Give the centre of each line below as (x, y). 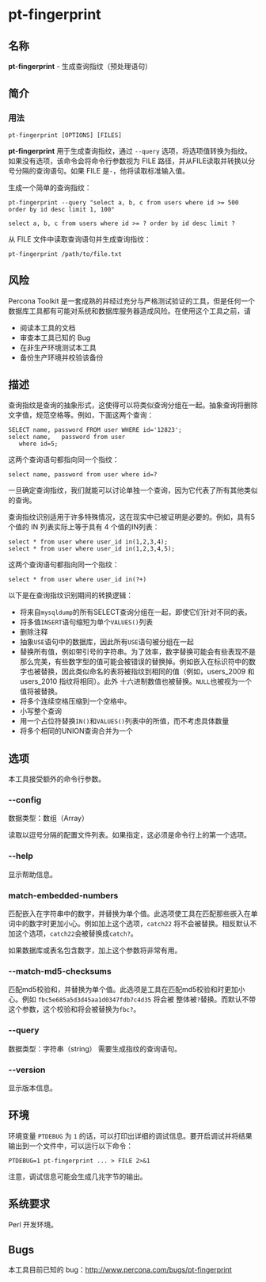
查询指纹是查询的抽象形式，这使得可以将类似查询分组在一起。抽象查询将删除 (133, 405)
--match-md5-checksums (60, 971)
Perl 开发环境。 (33, 1224)
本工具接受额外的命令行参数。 (57, 779)
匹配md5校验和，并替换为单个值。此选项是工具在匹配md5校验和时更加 (123, 990)
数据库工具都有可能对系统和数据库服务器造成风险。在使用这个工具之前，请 (129, 311)
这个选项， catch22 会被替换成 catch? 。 (76, 933)
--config (25, 800)
